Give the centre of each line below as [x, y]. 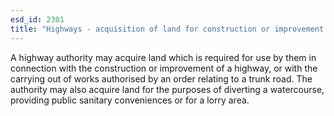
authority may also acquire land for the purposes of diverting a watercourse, [167, 89]
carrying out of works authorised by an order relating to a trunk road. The [161, 78]
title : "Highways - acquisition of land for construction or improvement [167, 29]
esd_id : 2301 [37, 19]
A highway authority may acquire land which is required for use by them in [163, 57]
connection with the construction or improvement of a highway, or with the [164, 68]
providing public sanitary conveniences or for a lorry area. [130, 100]
